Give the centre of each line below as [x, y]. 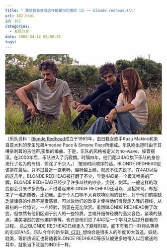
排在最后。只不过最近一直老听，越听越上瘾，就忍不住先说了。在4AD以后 [83, 170]
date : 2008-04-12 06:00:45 [33, 37]
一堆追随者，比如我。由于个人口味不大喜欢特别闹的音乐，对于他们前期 [85, 195]
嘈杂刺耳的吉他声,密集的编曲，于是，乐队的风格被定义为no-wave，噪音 [78, 151]
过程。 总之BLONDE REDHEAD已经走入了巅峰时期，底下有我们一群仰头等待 [82, 226]
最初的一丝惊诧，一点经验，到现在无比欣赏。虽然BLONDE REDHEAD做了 [79, 207]
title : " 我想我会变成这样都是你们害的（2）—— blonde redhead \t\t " [70, 10]
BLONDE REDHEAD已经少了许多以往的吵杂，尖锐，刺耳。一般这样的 [83, 182]
